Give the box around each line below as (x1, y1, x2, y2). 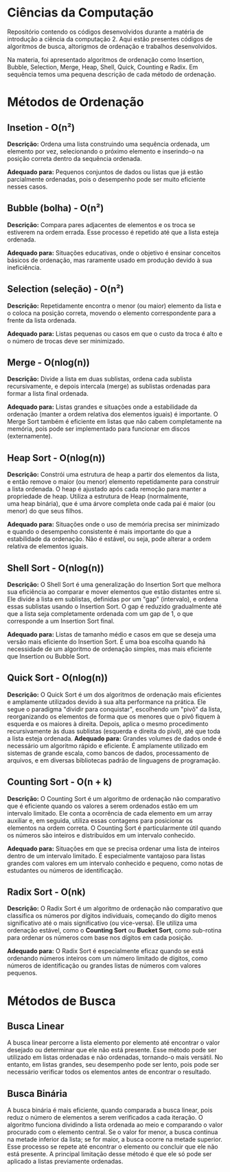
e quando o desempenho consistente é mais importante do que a (7, 528, 192, 536)
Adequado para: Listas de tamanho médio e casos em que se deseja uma (7, 630, 216, 638)
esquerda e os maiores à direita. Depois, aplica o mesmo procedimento (7, 719, 209, 727)
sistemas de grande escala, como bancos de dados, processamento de (7, 749, 209, 757)
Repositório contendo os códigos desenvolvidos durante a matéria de (7, 28, 204, 36)
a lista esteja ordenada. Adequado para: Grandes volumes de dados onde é (7, 734, 222, 743)
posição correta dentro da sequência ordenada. (7, 154, 142, 162)
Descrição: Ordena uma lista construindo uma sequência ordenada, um (7, 140, 210, 148)
